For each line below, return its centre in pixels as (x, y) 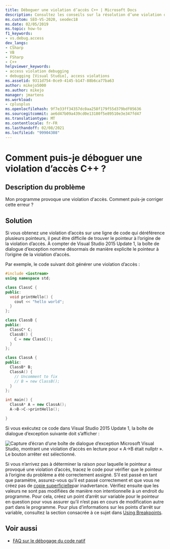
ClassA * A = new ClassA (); (38, 405)
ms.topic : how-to (24, 29)
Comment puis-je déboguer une (74, 158)
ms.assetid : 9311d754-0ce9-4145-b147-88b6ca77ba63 (60, 81)
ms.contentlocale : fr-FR (31, 123)
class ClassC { (21, 287)
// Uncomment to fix (36, 376)
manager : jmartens (25, 95)
